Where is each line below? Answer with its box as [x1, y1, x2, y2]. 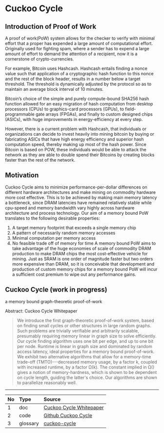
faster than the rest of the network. [5, 157, 76, 163]
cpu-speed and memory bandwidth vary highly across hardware [5, 205, 135, 210]
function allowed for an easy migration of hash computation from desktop [5, 101, 153, 106]
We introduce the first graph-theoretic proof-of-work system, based [17, 317, 154, 323]
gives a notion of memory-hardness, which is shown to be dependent [17, 369, 157, 375]
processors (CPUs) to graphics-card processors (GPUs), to [5, 106, 124, 112]
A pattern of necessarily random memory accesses [12, 230, 116, 236]
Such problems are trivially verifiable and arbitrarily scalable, [17, 328, 139, 333]
